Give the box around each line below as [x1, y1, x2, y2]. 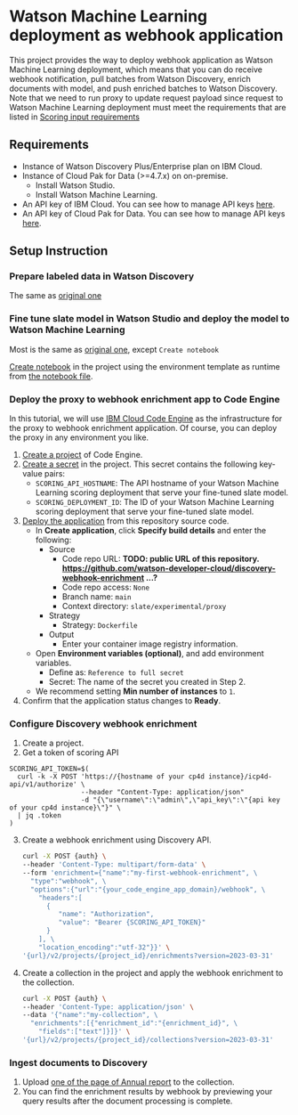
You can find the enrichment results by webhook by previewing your [21, 1087, 273, 1097]
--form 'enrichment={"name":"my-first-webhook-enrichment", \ [21, 868, 258, 878]
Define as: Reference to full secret [48, 667, 184, 678]
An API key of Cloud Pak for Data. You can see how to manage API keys [21, 208, 286, 219]
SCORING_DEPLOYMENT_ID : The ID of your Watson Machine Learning [35, 497, 275, 508]
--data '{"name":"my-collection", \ [21, 1011, 158, 1020]
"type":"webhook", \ [30, 876, 107, 885]
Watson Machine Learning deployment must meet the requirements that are [9, 102, 286, 112]
